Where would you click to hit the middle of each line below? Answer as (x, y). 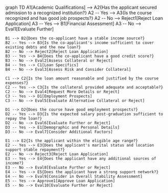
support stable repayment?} (35, 150)
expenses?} (17, 83)
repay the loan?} (24, 119)
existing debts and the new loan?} (43, 47)
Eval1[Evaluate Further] (30, 29)
